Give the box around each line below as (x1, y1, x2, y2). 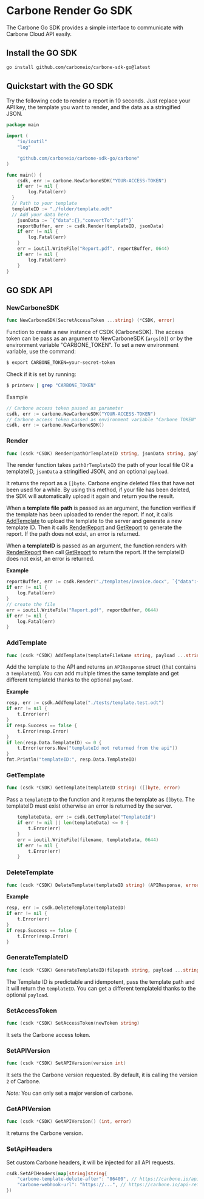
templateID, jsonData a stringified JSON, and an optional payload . (6, 468, 169, 475)
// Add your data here (12, 212, 69, 218)
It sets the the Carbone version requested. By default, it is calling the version (6, 1071, 198, 1079)
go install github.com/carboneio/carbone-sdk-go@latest (6, 64, 151, 70)
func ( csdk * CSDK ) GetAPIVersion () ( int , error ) (6, 1119, 132, 1125)
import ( (6, 133, 29, 139)
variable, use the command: (6, 348, 76, 355)
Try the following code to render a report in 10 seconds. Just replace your (6, 97, 191, 104)
